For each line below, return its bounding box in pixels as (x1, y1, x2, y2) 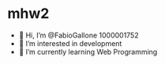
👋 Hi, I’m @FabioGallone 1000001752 (18, 30, 139, 40)
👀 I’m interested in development (18, 38, 122, 48)
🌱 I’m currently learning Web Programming (18, 47, 158, 56)
